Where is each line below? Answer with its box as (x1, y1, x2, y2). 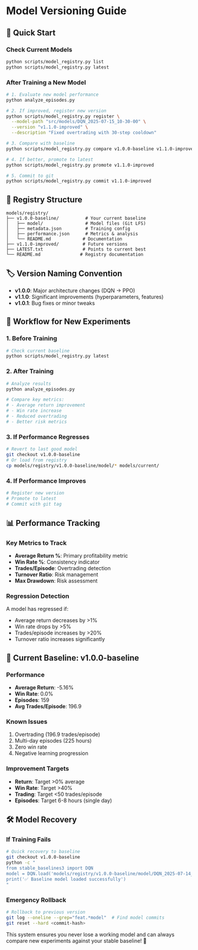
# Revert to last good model (6, 446, 78, 453)
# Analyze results (6, 380, 51, 386)
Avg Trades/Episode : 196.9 (14, 703, 82, 710)
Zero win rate (14, 743, 47, 751)
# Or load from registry (6, 457, 67, 463)
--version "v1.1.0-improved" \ (11, 124, 88, 131)
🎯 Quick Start (6, 28, 56, 38)
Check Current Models (6, 45, 72, 54)
